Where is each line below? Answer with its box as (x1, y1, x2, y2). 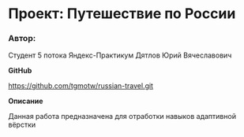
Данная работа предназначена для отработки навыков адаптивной (8, 112, 237, 121)
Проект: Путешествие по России (8, 5, 236, 23)
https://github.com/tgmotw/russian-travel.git (8, 81, 154, 91)
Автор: (8, 33, 36, 44)
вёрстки (8, 120, 36, 130)
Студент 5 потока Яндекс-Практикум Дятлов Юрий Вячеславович (8, 50, 232, 60)
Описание (8, 96, 43, 106)
